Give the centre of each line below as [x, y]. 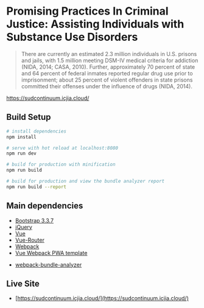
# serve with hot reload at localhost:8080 [62, 148]
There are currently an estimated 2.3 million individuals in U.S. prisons [109, 54]
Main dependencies [45, 206]
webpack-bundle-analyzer [48, 264]
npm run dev [21, 153]
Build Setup [29, 117]
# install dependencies [37, 131]
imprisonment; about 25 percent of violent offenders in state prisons [107, 80]
